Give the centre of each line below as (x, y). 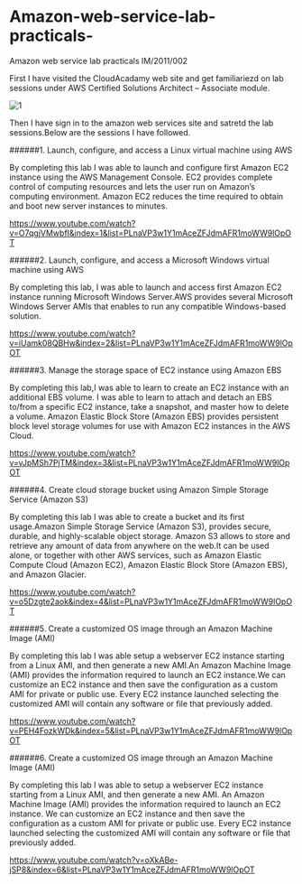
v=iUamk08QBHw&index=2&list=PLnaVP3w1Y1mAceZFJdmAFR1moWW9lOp (151, 343)
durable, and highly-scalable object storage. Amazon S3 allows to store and (150, 535)
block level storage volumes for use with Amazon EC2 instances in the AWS (150, 425)
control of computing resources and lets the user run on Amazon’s (132, 186)
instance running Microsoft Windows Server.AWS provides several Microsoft (151, 296)
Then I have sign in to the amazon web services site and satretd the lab (142, 123)
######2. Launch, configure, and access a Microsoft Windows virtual (140, 260)
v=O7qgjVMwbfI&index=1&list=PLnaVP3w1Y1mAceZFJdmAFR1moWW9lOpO (151, 233)
